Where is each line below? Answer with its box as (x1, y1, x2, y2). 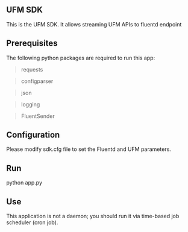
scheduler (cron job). (6, 219, 58, 226)
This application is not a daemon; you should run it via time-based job (6, 213, 180, 220)
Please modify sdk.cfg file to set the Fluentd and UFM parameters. (6, 145, 172, 153)
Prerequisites (6, 38, 58, 49)
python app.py (6, 179, 43, 186)
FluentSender (20, 112, 55, 120)
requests (20, 66, 43, 73)
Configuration (6, 130, 60, 140)
